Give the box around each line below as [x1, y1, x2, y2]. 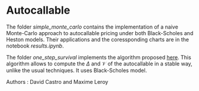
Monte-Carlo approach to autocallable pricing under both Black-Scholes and [6, 29, 194, 36]
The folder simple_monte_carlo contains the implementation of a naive [6, 23, 178, 30]
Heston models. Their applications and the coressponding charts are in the [6, 36, 189, 43]
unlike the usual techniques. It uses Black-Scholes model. [6, 67, 147, 74]
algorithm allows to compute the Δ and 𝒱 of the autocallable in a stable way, [6, 60, 193, 67]
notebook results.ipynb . [6, 42, 64, 49]
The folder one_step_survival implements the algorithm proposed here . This [6, 54, 191, 61]
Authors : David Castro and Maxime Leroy [6, 78, 109, 85]
